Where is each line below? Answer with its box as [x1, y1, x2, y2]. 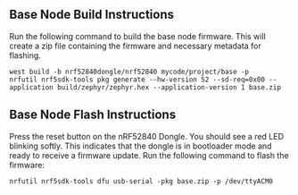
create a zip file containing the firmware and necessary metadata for [9, 40, 261, 51]
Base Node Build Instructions [9, 7, 174, 22]
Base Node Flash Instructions [9, 107, 177, 123]
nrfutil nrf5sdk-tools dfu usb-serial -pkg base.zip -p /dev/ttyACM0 [9, 176, 274, 186]
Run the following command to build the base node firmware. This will [9, 30, 266, 41]
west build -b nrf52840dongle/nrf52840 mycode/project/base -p [9, 67, 250, 76]
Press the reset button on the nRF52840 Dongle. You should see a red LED [9, 131, 284, 141]
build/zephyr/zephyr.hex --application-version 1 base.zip [56, 82, 281, 92]
